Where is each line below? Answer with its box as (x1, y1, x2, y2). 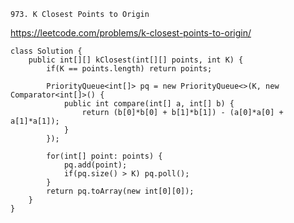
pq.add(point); (63, 160, 128, 170)
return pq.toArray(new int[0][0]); (46, 186, 195, 196)
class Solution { (10, 46, 83, 56)
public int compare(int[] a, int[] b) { (63, 99, 235, 109)
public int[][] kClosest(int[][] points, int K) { (28, 55, 244, 65)
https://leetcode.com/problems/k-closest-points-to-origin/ (10, 27, 252, 39)
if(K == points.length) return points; (46, 64, 213, 74)
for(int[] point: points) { (46, 151, 163, 161)
